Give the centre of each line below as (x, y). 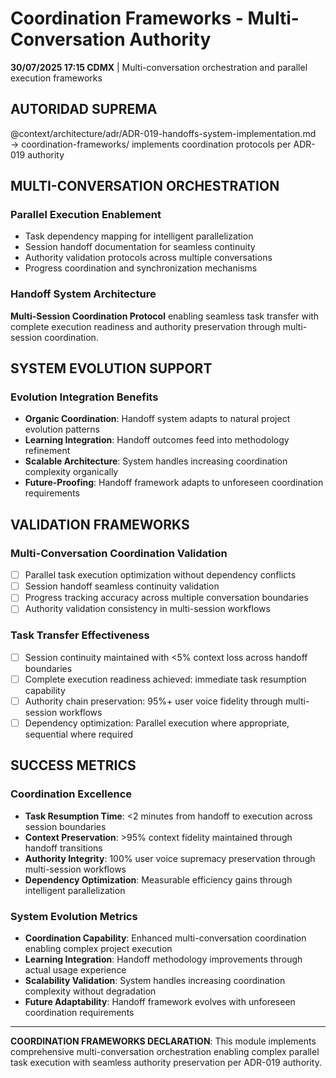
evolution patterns (62, 429)
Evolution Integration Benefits (84, 397)
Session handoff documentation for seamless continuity (140, 247)
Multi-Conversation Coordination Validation (119, 553)
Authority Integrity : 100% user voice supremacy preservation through (170, 858)
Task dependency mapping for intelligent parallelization (139, 236)
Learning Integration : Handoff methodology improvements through (163, 959)
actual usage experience (75, 969)
